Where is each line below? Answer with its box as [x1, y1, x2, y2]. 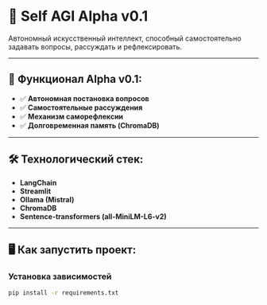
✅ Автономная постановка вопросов [19, 93, 149, 103]
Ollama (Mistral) [19, 194, 75, 204]
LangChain [19, 178, 57, 187]
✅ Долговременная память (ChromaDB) [19, 120, 161, 130]
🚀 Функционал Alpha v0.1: [8, 72, 143, 86]
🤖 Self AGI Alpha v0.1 [8, 7, 149, 25]
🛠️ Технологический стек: [8, 153, 144, 166]
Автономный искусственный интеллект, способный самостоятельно [8, 33, 242, 43]
